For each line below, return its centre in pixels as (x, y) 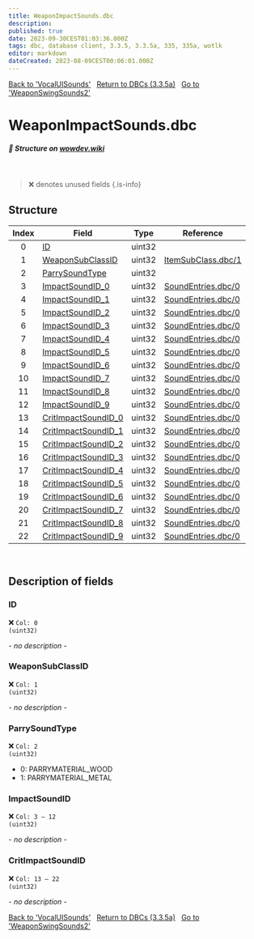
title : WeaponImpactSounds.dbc (61, 16)
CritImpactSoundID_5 (83, 483)
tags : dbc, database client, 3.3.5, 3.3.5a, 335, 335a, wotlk (115, 46)
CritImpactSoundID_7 (83, 509)
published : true (36, 31)
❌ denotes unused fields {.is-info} (85, 185)
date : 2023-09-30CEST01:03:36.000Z (68, 38)
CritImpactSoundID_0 (83, 418)
